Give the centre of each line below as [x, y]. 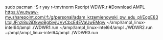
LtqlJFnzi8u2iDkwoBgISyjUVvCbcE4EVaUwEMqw [55, 22]
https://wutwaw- [22, 12]
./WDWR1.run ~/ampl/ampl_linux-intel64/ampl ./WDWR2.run [92, 27]
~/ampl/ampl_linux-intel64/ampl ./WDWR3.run [52, 33]
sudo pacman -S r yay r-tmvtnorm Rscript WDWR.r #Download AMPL [75, 7]
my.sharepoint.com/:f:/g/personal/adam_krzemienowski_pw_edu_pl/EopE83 [82, 17]
